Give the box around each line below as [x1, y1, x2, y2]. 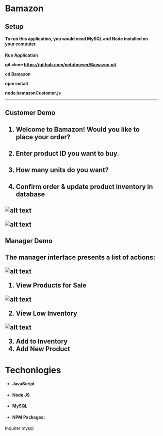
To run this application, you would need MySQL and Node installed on [5, 36, 148, 42]
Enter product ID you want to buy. [16, 149, 119, 157]
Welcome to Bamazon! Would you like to [16, 125, 140, 133]
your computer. [5, 41, 37, 47]
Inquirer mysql [5, 425, 34, 431]
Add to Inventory [16, 337, 68, 346]
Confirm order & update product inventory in [16, 182, 153, 190]
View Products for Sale [16, 281, 87, 290]
